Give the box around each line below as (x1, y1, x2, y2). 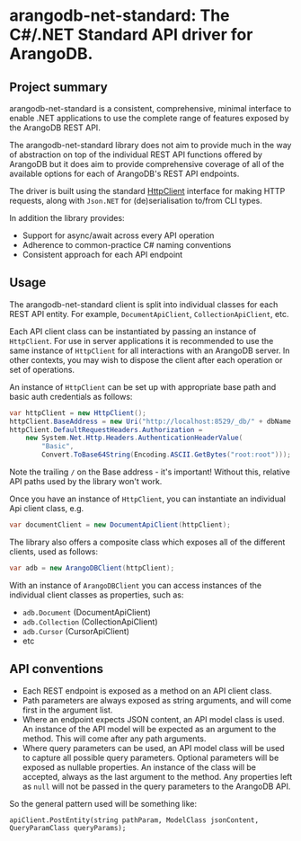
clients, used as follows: (9, 545, 99, 557)
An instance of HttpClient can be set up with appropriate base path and (9, 381, 277, 392)
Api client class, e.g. (9, 503, 84, 514)
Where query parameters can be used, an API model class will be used (22, 742, 285, 753)
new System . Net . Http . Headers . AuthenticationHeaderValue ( (25, 433, 243, 443)
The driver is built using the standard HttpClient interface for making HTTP (9, 186, 286, 196)
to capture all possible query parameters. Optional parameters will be (22, 752, 279, 763)
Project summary (9, 79, 108, 94)
